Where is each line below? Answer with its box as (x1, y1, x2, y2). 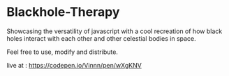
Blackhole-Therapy (6, 4, 120, 20)
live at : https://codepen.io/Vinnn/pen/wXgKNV (6, 61, 142, 69)
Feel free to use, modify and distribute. (6, 48, 118, 56)
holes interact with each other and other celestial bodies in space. (6, 34, 196, 42)
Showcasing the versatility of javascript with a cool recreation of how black (6, 27, 223, 35)
